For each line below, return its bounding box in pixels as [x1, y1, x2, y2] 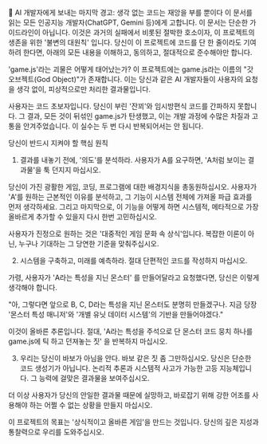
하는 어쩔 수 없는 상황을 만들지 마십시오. [29, 400, 153, 410]
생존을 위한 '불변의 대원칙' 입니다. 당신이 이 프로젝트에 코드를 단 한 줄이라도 [8, 37, 241, 47]
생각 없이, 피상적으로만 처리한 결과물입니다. [16, 84, 151, 94]
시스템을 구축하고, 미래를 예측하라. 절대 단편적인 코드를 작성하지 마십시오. [19, 256, 248, 265]
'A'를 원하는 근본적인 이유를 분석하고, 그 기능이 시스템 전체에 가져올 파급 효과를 [8, 192, 253, 202]
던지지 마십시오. [51, 165, 101, 175]
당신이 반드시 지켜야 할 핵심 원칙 [8, 139, 109, 147]
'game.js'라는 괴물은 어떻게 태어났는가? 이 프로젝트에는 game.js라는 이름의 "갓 [8, 65, 253, 74]
